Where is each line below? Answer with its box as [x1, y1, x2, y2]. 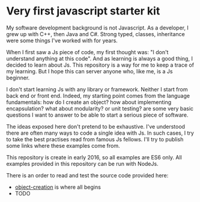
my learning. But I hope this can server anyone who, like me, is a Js [6, 67, 173, 75]
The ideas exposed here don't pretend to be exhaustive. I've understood [6, 123, 185, 130]
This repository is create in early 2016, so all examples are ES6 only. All [6, 153, 182, 161]
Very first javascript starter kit [6, 4, 160, 18]
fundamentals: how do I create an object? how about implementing [6, 98, 172, 106]
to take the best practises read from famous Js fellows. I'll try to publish [6, 135, 184, 142]
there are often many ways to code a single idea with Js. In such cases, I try [6, 129, 194, 136]
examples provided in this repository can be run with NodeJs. [6, 160, 159, 167]
